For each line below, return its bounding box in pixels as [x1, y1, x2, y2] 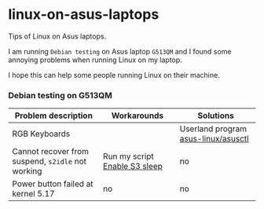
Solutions [197, 110, 234, 121]
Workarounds [111, 110, 164, 121]
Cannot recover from [12, 146, 89, 157]
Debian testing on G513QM [8, 90, 112, 101]
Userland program [179, 123, 247, 134]
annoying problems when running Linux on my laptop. [8, 55, 182, 64]
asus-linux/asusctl [179, 134, 249, 145]
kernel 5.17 [12, 189, 55, 200]
